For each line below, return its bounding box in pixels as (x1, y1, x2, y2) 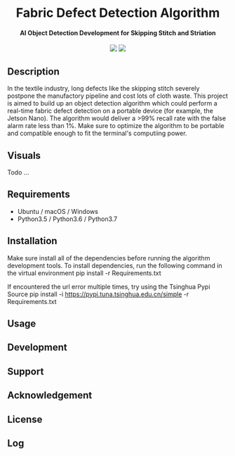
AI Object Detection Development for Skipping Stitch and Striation (20, 28, 216, 37)
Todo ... (7, 168, 29, 177)
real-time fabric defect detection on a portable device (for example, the (7, 107, 214, 115)
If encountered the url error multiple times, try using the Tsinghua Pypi (7, 282, 210, 291)
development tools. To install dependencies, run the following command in (7, 261, 222, 270)
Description (7, 65, 60, 77)
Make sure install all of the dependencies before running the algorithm (7, 253, 210, 262)
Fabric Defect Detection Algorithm (15, 5, 220, 21)
